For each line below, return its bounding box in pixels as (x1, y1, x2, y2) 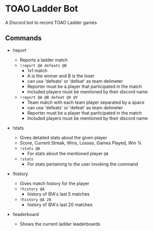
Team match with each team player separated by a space (27, 99, 145, 105)
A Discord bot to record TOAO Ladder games (5, 19, 97, 25)
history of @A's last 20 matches (27, 202, 93, 208)
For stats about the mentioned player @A (27, 150, 108, 156)
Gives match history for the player (19, 180, 89, 186)
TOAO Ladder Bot (5, 3, 78, 14)
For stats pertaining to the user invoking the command (27, 161, 138, 167)
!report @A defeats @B (19, 63, 67, 68)
